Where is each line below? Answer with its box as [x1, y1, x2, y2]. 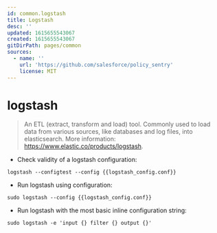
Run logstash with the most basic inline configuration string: [16, 206, 187, 214]
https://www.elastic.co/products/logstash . [23, 142, 144, 150]
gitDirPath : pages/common [7, 42, 81, 49]
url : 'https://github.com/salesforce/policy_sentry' [19, 61, 174, 68]
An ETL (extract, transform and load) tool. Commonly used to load [23, 120, 211, 128]
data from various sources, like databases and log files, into [23, 128, 194, 136]
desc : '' [7, 23, 32, 30]
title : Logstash [7, 17, 54, 23]
